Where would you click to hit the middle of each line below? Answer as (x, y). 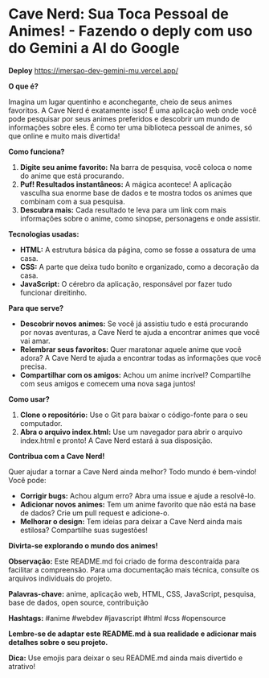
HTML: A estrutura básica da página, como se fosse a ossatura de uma (138, 250)
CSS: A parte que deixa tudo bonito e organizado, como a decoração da (139, 267)
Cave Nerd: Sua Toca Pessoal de (118, 14)
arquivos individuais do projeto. (60, 578)
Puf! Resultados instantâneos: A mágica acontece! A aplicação (126, 184)
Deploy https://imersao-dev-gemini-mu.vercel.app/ (94, 70)
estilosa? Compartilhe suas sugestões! (84, 530)
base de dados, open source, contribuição (78, 602)
